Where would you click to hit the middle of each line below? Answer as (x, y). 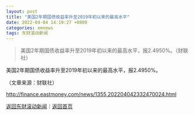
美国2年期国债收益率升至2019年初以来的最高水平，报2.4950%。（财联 (104, 51)
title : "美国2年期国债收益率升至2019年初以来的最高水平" (68, 17)
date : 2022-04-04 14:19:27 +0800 (47, 22)
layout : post (22, 11)
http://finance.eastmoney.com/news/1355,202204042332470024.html (91, 95)
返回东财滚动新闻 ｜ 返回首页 (39, 106)
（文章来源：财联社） (32, 83)
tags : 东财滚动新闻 (27, 33)
